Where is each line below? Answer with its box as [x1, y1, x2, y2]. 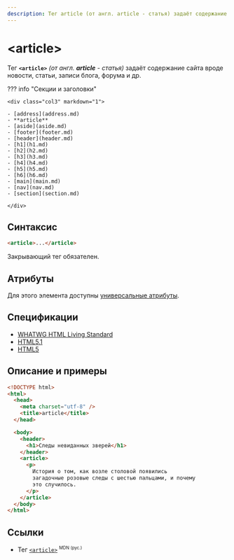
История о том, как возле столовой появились [32, 468, 168, 475]
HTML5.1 [17, 337, 43, 346]
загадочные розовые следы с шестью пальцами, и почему [32, 475, 196, 482]
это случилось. [32, 481, 77, 488]
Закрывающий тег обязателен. [7, 253, 99, 261]
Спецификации [7, 311, 78, 323]
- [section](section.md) [7, 190, 80, 197]
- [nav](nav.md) [7, 183, 55, 191]
